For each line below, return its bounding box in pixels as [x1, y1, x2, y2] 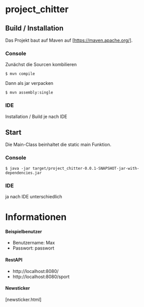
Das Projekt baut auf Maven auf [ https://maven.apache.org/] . [5, 37, 133, 43]
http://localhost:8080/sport [12, 273, 70, 280]
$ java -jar [5, 166, 30, 171]
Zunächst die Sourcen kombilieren [5, 62, 77, 68]
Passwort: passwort [12, 245, 55, 251]
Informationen [5, 211, 67, 223]
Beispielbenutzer [5, 228, 42, 234]
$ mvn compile [5, 71, 35, 77]
